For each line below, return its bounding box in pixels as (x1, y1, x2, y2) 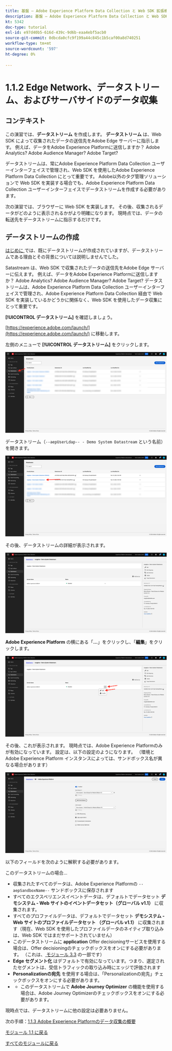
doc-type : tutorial (5, 25, 47, 30)
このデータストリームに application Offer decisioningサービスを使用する (12, 939, 166, 945)
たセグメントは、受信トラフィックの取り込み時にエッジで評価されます (12, 965, 161, 971)
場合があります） (14, 761, 50, 768)
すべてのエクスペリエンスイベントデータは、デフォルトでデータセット (12, 894, 160, 900)
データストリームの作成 (5, 233, 79, 241)
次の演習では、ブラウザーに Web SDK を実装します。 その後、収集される (5, 203, 159, 209)
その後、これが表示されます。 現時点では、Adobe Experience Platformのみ (5, 742, 163, 749)
